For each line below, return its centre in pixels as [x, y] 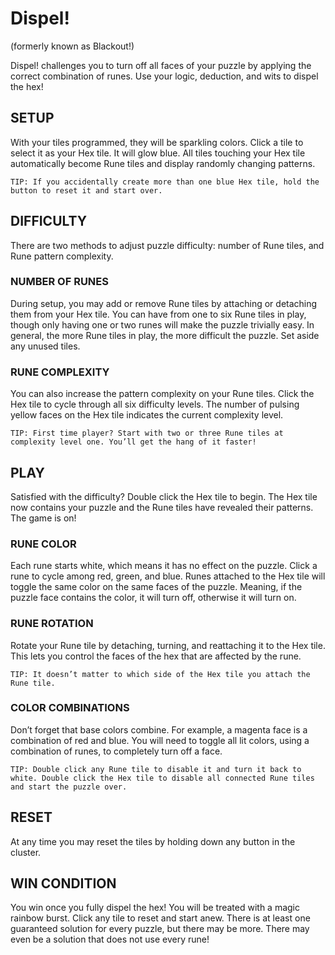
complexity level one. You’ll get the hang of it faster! [133, 442]
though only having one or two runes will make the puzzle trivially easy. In [162, 324]
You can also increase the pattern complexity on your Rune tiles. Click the [162, 394]
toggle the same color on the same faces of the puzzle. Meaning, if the [156, 587]
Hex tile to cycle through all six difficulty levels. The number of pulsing [155, 404]
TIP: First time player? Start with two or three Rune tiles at [147, 433]
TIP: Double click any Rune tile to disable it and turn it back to [156, 769]
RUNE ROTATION [52, 624]
